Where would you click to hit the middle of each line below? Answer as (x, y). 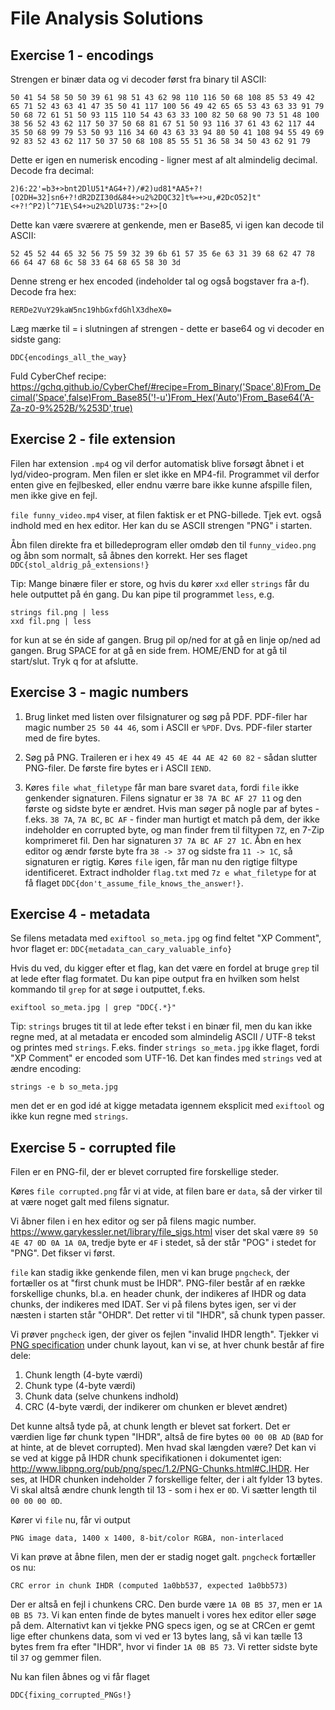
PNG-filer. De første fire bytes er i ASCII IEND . (118, 768)
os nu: (23, 1568)
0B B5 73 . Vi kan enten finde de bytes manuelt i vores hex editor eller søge (163, 1615)
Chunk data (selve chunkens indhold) (102, 1396)
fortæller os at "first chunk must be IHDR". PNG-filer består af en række (158, 1283)
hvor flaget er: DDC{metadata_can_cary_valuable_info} (121, 949)
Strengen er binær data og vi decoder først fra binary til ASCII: (138, 79)
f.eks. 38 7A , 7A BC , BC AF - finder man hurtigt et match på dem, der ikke (172, 819)
